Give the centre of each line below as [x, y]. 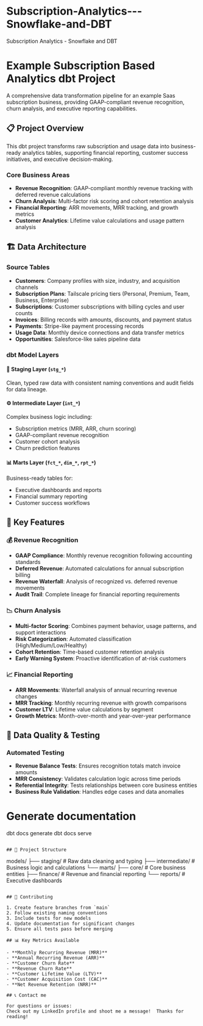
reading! [17, 1017]
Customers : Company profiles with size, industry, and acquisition [98, 280]
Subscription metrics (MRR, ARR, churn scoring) [76, 429]
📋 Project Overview [45, 128]
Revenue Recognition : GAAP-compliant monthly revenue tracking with [104, 188]
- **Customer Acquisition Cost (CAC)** [57, 980]
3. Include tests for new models [49, 919]
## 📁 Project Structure [37, 850]
